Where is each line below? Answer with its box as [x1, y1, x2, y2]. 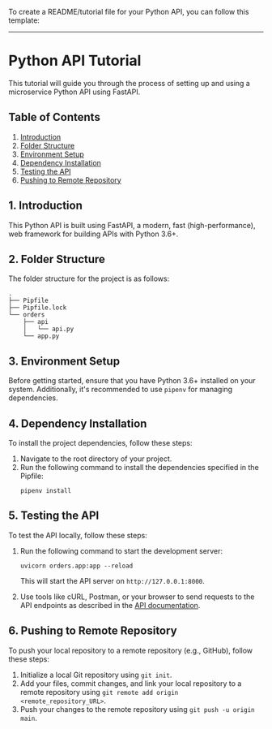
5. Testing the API [8, 509, 100, 523]
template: [8, 15, 40, 25]
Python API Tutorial [8, 52, 142, 70]
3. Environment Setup [8, 354, 120, 368]
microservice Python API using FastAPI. [8, 87, 141, 97]
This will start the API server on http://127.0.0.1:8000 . [19, 576, 205, 585]
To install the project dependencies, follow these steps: [8, 438, 193, 447]
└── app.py [23, 332, 60, 340]
